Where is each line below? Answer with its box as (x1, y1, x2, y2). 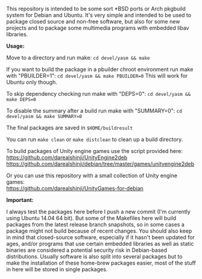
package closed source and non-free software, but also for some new (6, 18, 180, 25)
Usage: (6, 42, 25, 49)
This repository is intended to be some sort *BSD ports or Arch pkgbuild (6, 5, 186, 12)
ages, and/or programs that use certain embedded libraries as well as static (6, 240, 194, 247)
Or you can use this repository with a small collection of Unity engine (6, 172, 178, 179)
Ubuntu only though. (6, 78, 57, 86)
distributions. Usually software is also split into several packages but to (6, 253, 183, 260)
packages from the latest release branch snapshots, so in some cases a (6, 221, 185, 228)
